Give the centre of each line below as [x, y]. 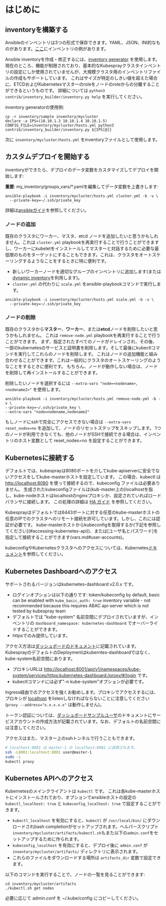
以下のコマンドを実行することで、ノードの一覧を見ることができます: [75, 875]
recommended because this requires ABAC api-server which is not [81, 606]
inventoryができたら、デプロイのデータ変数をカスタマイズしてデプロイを [80, 170]
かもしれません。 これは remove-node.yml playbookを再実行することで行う [85, 336]
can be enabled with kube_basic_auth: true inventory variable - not [82, 600]
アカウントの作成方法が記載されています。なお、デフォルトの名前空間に [87, 721]
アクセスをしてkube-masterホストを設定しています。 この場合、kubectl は [85, 477]
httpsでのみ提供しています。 [41, 636]
